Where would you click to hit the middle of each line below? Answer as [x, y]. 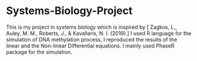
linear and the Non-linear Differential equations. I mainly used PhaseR [90, 46]
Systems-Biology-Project [69, 11]
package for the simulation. [39, 52]
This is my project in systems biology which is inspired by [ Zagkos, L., [91, 27]
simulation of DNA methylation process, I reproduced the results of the [92, 39]
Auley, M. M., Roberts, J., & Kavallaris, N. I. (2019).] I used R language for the [99, 33]
